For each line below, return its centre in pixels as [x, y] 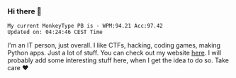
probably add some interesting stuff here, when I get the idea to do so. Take [118, 60]
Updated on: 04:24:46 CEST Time [55, 32]
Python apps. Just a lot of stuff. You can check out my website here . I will [114, 53]
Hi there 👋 [25, 11]
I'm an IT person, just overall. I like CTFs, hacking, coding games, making [114, 45]
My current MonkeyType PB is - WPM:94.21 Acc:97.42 [85, 26]
